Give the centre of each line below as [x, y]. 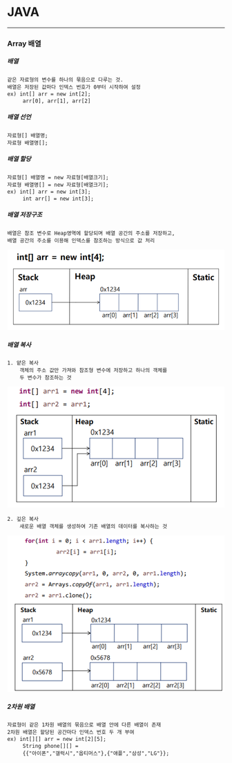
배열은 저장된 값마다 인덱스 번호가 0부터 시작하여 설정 [74, 87]
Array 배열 [24, 44]
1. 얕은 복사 [23, 363]
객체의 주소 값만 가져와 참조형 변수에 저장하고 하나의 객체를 [94, 371]
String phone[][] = [50, 746]
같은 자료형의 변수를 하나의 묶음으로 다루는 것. [65, 80]
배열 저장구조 [25, 214]
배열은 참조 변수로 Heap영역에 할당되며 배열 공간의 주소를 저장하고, [91, 233]
